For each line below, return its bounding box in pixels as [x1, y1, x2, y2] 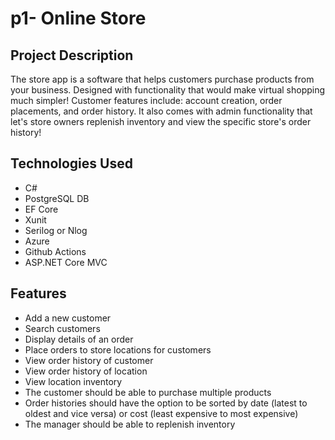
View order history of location [24, 365, 148, 377]
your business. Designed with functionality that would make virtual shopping [10, 84, 326, 96]
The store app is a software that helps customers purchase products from [10, 73, 315, 85]
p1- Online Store [10, 7, 147, 30]
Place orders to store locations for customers [24, 343, 212, 356]
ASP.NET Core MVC [24, 256, 108, 268]
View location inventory [24, 375, 123, 387]
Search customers [24, 322, 101, 334]
